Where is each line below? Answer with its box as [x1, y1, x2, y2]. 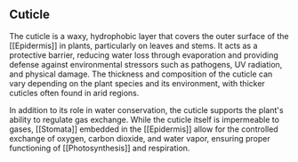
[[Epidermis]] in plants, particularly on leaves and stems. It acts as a [9, 40, 258, 51]
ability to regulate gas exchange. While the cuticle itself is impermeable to [9, 114, 280, 125]
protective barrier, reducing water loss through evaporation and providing [9, 49, 278, 61]
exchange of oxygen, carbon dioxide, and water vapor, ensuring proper [9, 133, 271, 143]
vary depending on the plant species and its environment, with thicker [9, 77, 265, 88]
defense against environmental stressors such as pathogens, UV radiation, [9, 59, 283, 69]
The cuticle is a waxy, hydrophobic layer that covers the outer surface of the [9, 30, 289, 41]
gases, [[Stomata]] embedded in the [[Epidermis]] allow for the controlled [9, 124, 278, 134]
